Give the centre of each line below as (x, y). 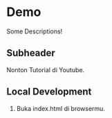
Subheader (31, 53)
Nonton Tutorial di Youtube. (45, 69)
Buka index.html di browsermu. (60, 108)
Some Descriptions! (35, 31)
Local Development (49, 92)
